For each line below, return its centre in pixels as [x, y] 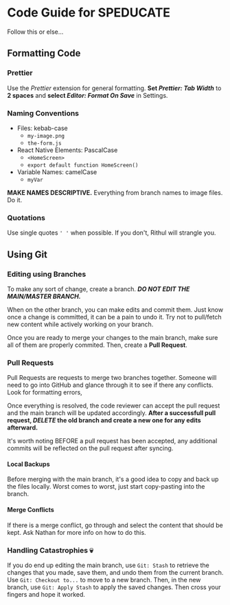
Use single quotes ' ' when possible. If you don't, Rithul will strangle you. [112, 233]
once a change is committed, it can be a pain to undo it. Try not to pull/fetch [114, 317]
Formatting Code [44, 53]
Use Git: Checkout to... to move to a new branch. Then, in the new [104, 580]
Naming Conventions [43, 113]
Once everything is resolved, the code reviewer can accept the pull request [114, 406]
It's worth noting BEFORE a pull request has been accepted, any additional [112, 441]
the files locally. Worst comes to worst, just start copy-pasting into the [106, 487]
